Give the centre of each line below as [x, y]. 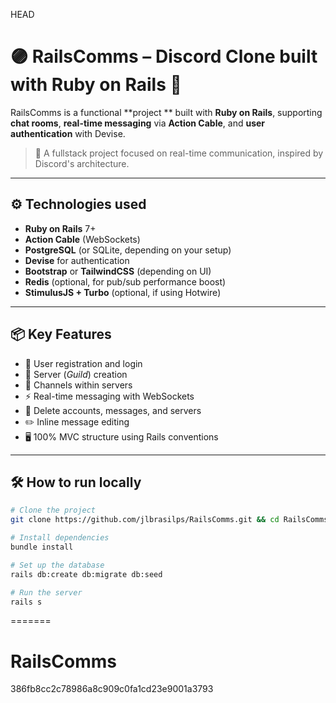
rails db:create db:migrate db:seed [86, 574]
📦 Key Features [61, 334]
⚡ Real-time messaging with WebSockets [109, 396]
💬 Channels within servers [78, 385]
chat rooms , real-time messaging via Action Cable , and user [138, 123]
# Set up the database [57, 565]
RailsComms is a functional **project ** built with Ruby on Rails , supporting [166, 112]
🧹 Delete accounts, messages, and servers [113, 410]
